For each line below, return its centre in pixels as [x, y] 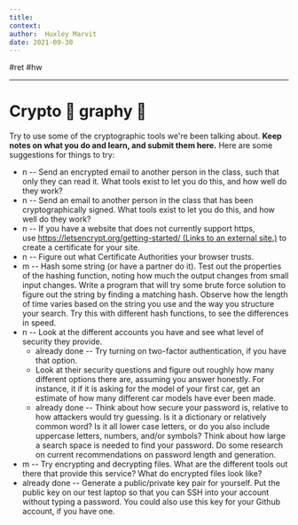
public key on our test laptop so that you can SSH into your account [145, 492]
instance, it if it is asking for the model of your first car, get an [148, 389]
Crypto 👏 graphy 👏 [78, 111]
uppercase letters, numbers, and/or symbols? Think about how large [161, 436]
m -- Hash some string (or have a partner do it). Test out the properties [152, 266]
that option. [56, 361]
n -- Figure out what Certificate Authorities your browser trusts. [138, 257]
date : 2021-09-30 [41, 42]
